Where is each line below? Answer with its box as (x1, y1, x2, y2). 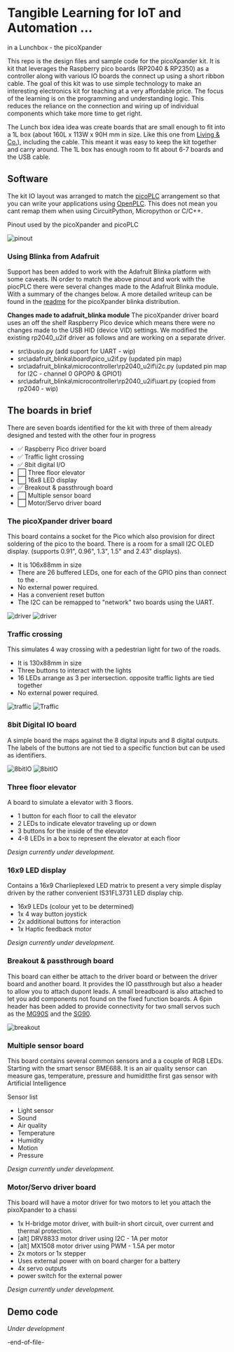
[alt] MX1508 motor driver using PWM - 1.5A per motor (17, 1242, 175, 1250)
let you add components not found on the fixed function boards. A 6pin (7, 994, 212, 1003)
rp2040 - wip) (17, 385, 58, 393)
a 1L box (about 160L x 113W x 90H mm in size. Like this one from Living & (7, 130, 220, 139)
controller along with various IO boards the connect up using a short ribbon (7, 72, 225, 80)
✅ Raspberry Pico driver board (17, 445, 106, 453)
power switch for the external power (17, 1272, 123, 1280)
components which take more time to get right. (7, 109, 142, 117)
